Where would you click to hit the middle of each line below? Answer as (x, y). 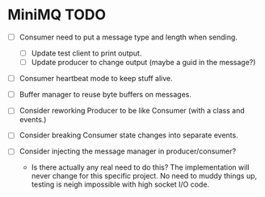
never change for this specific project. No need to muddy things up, (144, 176)
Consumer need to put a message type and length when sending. (128, 37)
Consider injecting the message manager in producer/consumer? (127, 151)
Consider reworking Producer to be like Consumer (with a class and (132, 111)
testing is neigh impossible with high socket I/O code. (120, 185)
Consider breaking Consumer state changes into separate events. (129, 135)
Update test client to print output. (86, 53)
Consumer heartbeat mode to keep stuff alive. (96, 79)
